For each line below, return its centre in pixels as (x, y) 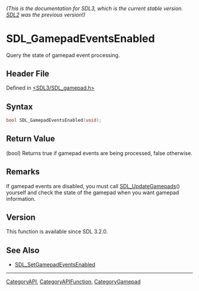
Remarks (23, 172)
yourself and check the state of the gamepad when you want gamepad (93, 192)
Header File (28, 73)
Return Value (31, 139)
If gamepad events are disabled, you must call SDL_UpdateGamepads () (93, 186)
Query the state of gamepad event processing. (63, 55)
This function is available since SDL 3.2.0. (57, 232)
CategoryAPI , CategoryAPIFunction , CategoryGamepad (73, 281)
